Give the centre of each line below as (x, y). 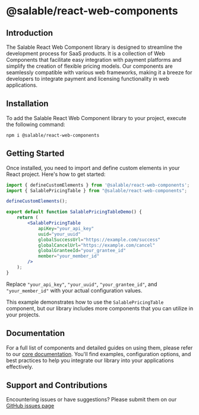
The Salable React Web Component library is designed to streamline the (94, 47)
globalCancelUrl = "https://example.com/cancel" (97, 245)
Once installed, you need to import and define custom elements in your (93, 168)
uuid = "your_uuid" (59, 234)
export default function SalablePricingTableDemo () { (74, 212)
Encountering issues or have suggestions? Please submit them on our (91, 400)
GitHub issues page (30, 406)
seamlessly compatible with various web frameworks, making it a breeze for (99, 72)
